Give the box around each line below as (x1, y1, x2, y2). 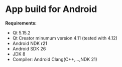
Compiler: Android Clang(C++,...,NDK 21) (12, 56, 97, 62)
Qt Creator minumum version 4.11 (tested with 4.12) (12, 35, 118, 41)
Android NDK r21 (12, 40, 48, 46)
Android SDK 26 (12, 45, 46, 51)
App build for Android (5, 3, 97, 15)
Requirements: (5, 20, 37, 26)
